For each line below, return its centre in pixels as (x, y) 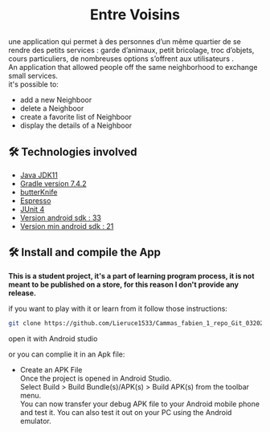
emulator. (36, 421)
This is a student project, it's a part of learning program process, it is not (131, 275)
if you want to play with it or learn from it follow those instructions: (118, 308)
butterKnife (39, 192)
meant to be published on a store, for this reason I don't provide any (124, 284)
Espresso (35, 201)
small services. (33, 76)
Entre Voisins (135, 15)
